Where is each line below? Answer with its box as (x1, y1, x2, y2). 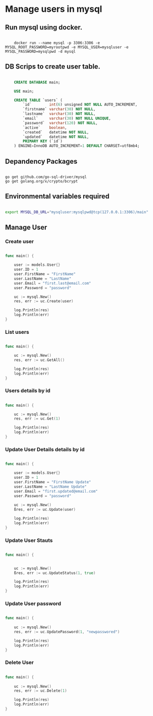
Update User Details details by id (5, 446, 85, 453)
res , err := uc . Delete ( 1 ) (14, 688, 67, 693)
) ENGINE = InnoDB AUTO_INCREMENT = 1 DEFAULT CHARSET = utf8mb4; (14, 143, 140, 148)
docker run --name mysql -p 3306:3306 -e (14, 40, 100, 45)
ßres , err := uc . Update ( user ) (14, 507, 76, 512)
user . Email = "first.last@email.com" (14, 281, 92, 286)
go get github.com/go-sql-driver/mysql (5, 175, 87, 179)
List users (5, 328, 30, 335)
